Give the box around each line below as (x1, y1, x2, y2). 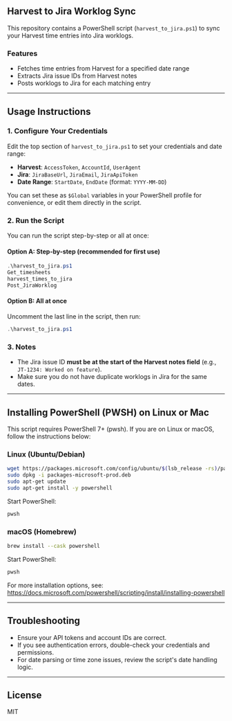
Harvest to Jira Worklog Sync (7, 6, 136, 17)
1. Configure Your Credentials (7, 126, 108, 136)
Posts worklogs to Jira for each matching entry (17, 79, 151, 87)
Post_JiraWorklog (7, 282, 57, 289)
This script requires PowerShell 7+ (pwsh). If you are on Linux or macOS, (7, 425, 215, 433)
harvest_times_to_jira (7, 276, 72, 283)
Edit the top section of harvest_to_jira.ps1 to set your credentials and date (7, 142, 222, 150)
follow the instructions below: (7, 432, 91, 440)
